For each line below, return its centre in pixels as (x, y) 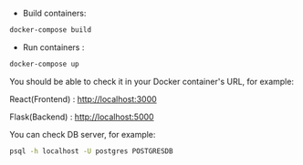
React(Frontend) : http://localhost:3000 (83, 98)
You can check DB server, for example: (83, 134)
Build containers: (54, 13)
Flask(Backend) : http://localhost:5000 (82, 117)
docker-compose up (44, 64)
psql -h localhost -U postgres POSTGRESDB (91, 151)
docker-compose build (51, 30)
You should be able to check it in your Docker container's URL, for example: (152, 81)
